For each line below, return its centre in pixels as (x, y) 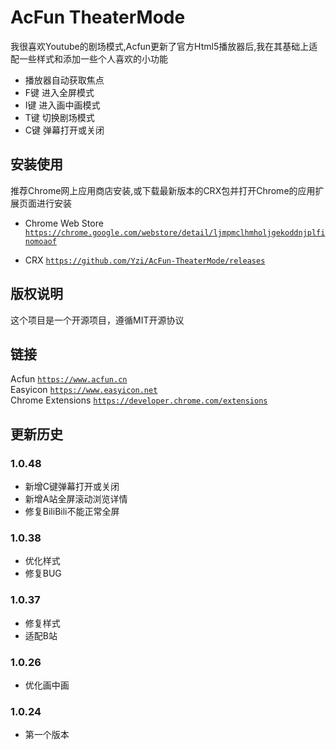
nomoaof (40, 241)
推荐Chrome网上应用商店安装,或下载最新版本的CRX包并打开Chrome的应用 (163, 190)
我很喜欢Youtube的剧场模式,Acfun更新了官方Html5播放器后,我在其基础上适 (164, 46)
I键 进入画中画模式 (62, 105)
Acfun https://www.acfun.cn (69, 379)
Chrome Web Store (64, 223)
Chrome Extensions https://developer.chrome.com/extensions (139, 400)
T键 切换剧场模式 (59, 117)
